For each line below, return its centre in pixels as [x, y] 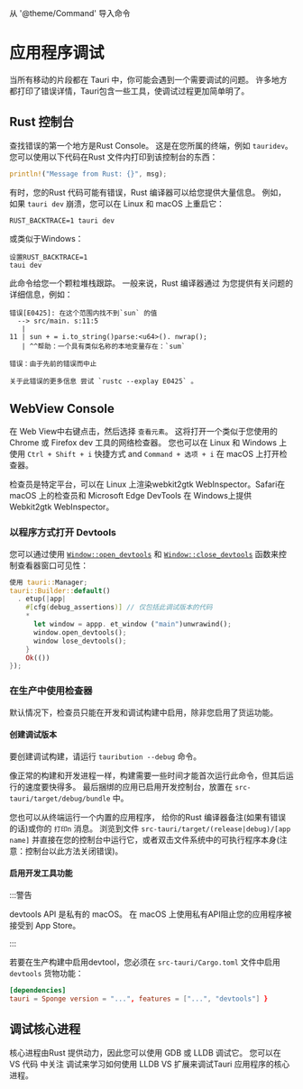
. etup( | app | [42, 599]
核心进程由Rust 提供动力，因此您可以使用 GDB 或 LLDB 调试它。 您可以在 [145, 1052]
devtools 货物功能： [46, 974]
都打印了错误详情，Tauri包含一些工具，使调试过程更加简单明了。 [129, 91]
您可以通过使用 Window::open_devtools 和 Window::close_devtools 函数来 [144, 554]
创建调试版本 [33, 735]
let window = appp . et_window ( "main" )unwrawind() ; [132, 625]
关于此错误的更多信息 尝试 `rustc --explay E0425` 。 [104, 381]
